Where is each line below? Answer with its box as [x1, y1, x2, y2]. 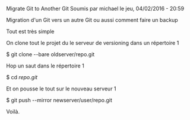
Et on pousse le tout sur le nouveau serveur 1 [6, 85, 117, 92]
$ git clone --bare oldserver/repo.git [6, 51, 95, 58]
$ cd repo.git [6, 74, 38, 80]
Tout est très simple [6, 28, 55, 35]
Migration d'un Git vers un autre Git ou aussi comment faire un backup [6, 17, 178, 23]
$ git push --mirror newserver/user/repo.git [6, 97, 113, 103]
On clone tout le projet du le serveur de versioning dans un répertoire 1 [6, 40, 179, 46]
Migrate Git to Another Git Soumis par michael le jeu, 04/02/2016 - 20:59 [6, 5, 185, 12]
